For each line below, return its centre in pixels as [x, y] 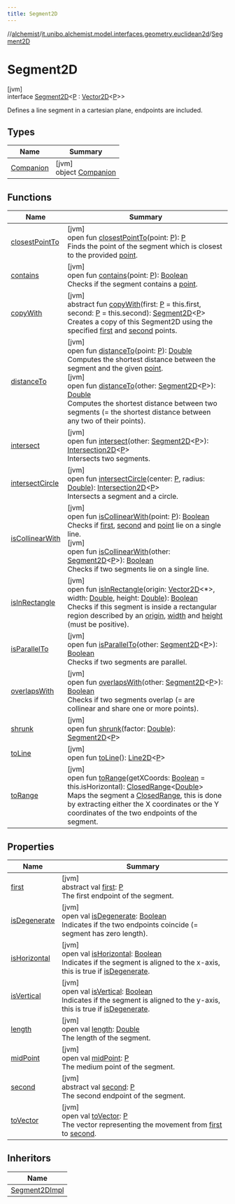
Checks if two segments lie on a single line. [138, 569]
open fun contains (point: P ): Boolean [128, 276]
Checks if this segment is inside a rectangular [142, 607]
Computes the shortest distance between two [142, 403]
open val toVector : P [95, 1116]
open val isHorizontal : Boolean [112, 954]
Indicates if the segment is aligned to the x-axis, [141, 962]
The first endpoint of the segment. [118, 896]
